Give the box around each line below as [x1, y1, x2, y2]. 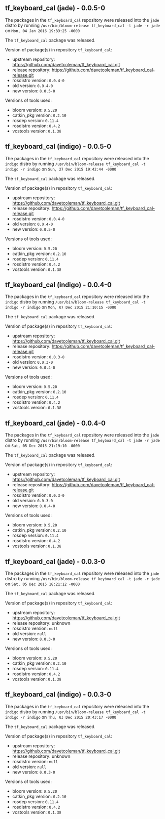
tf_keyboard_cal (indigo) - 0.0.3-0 [5, 690, 112, 699]
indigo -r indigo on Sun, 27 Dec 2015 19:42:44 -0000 [5, 166, 117, 172]
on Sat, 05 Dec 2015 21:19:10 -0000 [5, 442, 80, 449]
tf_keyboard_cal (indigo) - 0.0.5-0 [5, 142, 112, 151]
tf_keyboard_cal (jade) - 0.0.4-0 [5, 419, 106, 427]
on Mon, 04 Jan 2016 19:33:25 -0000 [5, 27, 80, 34]
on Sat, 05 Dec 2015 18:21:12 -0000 [5, 581, 80, 587]
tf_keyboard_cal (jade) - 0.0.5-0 [5, 4, 105, 12]
